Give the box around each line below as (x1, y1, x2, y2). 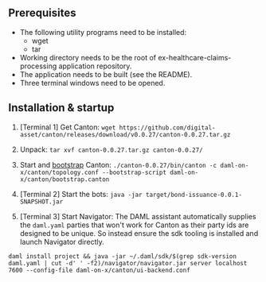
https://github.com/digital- (119, 123, 217, 132)
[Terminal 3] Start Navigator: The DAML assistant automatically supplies (19, 211, 256, 221)
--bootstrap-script (102, 168, 167, 176)
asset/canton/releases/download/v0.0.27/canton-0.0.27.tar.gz (19, 130, 231, 138)
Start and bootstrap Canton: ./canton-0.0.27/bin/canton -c (19, 160, 217, 169)
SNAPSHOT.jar (19, 198, 64, 206)
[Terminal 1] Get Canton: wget (19, 122, 116, 132)
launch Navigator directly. (19, 237, 105, 246)
